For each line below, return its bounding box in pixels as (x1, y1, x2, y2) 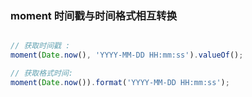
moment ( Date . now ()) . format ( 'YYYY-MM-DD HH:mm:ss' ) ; (10, 77, 230, 87)
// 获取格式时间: (10, 68, 73, 79)
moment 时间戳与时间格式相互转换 (10, 8, 177, 22)
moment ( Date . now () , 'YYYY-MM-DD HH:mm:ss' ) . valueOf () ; (10, 50, 244, 61)
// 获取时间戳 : (10, 41, 71, 51)
